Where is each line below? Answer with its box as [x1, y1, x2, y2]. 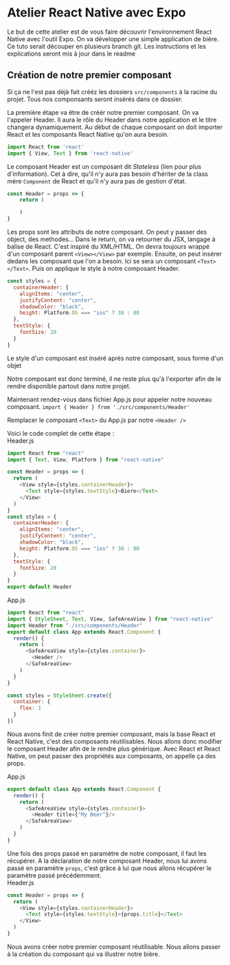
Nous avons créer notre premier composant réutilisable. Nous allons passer [7, 942, 221, 951]
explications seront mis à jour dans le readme [7, 49, 136, 58]
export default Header [7, 584, 72, 590]
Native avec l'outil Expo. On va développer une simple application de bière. [7, 34, 219, 43]
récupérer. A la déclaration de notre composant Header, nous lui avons [7, 856, 207, 865]
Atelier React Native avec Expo [7, 5, 187, 21]
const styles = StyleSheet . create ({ [7, 692, 112, 699]
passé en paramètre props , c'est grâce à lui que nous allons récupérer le [7, 864, 211, 872]
